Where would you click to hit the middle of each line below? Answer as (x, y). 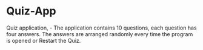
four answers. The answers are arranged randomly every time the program (100, 34)
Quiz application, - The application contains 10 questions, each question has (101, 28)
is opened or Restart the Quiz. (44, 40)
